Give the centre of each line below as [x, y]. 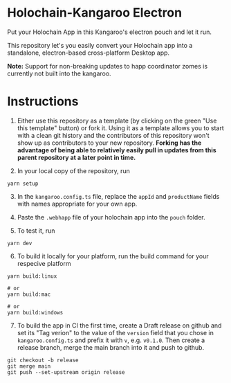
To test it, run [36, 231]
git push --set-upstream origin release [66, 372]
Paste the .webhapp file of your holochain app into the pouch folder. [111, 217]
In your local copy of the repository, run [73, 170]
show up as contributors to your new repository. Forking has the [109, 143]
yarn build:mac [29, 294]
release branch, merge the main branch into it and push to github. [111, 347]
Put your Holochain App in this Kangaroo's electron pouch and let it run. [110, 32]
